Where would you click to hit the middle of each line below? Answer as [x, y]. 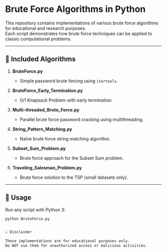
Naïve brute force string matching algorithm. [65, 138]
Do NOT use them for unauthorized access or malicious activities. [77, 246]
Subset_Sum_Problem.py [39, 148]
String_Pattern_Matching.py [42, 129]
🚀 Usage [18, 198]
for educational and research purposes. [46, 28]
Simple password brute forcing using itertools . [69, 81]
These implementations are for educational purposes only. [68, 241]
